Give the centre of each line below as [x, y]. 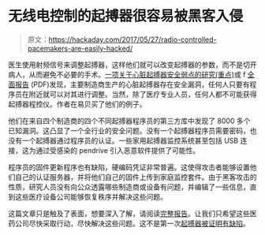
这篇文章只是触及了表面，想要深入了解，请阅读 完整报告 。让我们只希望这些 [129, 213]
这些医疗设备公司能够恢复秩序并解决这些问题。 [91, 196]
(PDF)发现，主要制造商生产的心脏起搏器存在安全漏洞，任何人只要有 [140, 84]
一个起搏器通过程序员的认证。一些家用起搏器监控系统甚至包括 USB [130, 140]
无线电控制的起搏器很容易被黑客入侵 [126, 16]
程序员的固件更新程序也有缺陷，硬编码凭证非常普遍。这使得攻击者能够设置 [129, 167]
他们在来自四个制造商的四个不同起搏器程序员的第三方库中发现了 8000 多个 [129, 121]
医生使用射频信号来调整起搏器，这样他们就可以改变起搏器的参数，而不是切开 [132, 65]
